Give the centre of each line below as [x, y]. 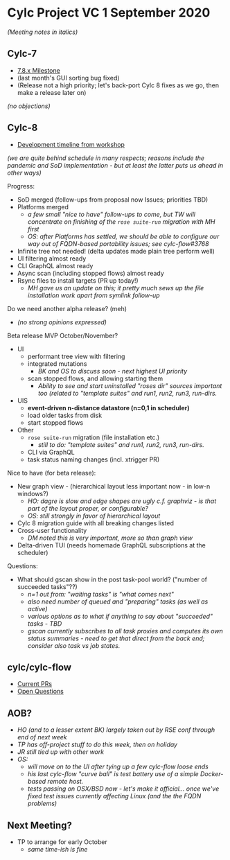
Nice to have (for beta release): [52, 473]
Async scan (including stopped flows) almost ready [90, 273]
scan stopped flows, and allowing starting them [95, 378]
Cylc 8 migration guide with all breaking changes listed [96, 523]
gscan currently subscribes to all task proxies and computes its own [125, 631]
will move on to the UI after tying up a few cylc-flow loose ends [118, 766]
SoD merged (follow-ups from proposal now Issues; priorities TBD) [113, 200]
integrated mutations [57, 363]
